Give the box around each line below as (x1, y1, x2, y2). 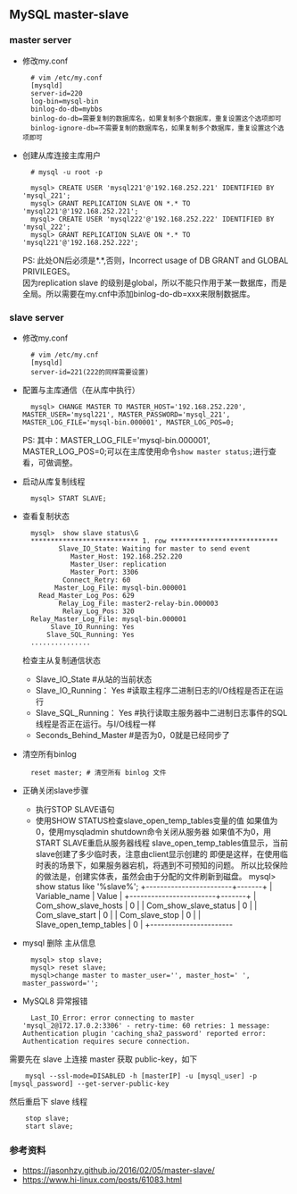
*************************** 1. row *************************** (30, 536, 278, 545)
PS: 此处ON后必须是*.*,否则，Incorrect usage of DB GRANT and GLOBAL (21, 255, 289, 265)
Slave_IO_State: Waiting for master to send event (58, 544, 251, 553)
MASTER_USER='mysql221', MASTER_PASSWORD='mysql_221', (21, 410, 231, 419)
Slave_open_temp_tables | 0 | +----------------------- (35, 919, 234, 929)
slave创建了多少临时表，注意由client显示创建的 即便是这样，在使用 (35, 848, 281, 859)
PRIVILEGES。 (21, 265, 76, 276)
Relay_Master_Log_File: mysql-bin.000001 (30, 614, 187, 624)
